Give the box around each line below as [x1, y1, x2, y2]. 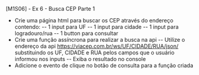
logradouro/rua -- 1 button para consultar [14, 30, 118, 37]
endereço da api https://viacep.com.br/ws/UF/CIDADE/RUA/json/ [14, 42, 179, 50]
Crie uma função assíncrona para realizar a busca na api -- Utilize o [14, 36, 186, 43]
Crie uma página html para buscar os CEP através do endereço [14, 17, 173, 24]
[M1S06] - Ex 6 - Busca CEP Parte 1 [5, 5, 95, 12]
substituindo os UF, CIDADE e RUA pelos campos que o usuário [14, 49, 175, 56]
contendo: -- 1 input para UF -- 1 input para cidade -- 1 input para [14, 24, 179, 30]
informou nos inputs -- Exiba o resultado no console [14, 56, 146, 62]
